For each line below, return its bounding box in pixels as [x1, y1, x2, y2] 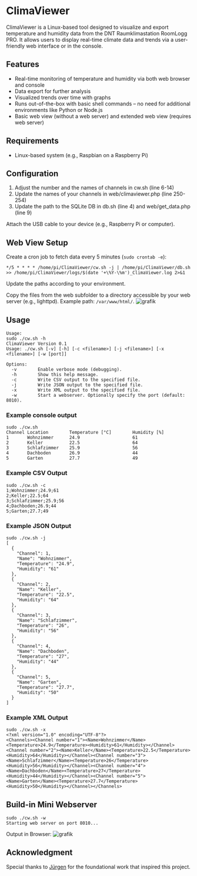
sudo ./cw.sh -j [6, 535, 46, 541]
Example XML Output [6, 714, 68, 722]
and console [14, 81, 45, 88]
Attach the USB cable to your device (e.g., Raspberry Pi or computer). [6, 221, 175, 228]
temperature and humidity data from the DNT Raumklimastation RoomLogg [6, 29, 188, 36]
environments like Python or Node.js [14, 106, 103, 113]
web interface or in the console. [26, 42, 103, 49]
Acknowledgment [6, 848, 73, 858]
